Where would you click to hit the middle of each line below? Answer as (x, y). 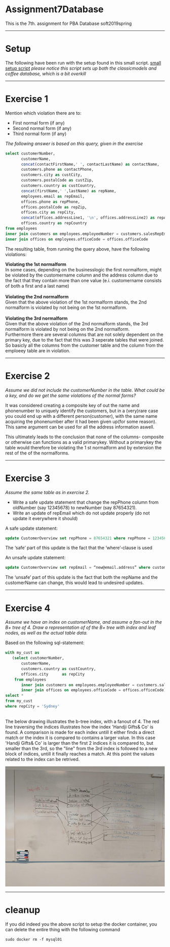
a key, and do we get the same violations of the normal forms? (71, 395)
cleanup (23, 910)
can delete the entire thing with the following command (63, 929)
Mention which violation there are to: (44, 113)
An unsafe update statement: (35, 558)
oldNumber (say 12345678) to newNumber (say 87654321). (75, 507)
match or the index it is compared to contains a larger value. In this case (80, 738)
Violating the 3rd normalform (36, 318)
